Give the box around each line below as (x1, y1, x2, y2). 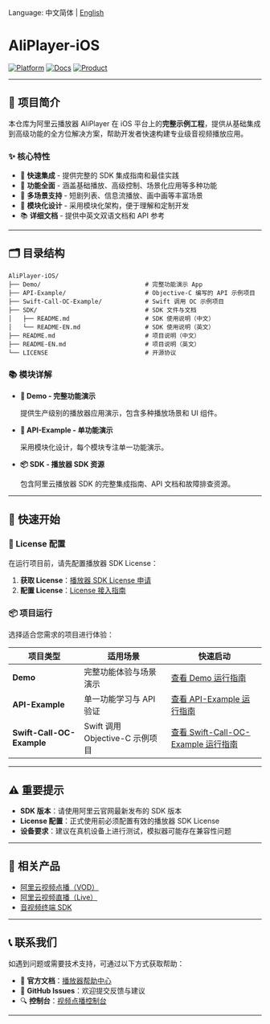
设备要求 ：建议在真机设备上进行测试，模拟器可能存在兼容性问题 (19, 825, 231, 835)
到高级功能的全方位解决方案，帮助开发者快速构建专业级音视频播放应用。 (8, 129, 247, 138)
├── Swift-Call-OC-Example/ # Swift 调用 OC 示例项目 (8, 297, 225, 305)
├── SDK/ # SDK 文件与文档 (8, 305, 197, 314)
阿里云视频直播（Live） (19, 892, 98, 902)
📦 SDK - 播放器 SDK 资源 (19, 460, 105, 469)
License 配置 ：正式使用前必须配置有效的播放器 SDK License (19, 816, 219, 825)
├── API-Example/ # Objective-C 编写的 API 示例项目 (8, 289, 256, 297)
